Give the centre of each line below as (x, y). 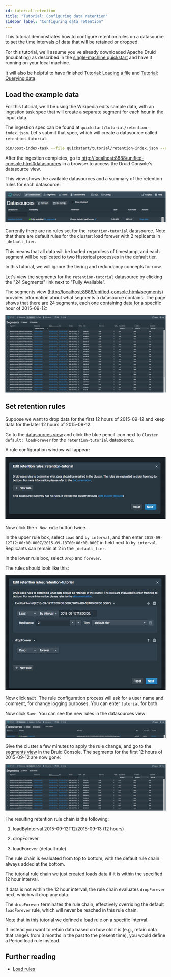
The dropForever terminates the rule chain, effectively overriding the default (85, 904)
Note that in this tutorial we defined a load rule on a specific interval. (77, 920)
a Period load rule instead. (33, 940)
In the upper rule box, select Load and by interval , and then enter (74, 537)
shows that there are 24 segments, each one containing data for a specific (83, 303)
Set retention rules (35, 407)
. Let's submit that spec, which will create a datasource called (93, 133)
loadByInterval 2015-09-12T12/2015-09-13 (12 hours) (68, 829)
